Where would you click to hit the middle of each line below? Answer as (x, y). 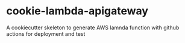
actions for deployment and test (46, 33)
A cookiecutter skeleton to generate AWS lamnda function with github (93, 27)
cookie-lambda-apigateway (77, 11)
